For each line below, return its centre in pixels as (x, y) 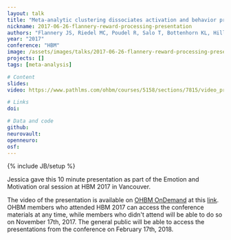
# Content (21, 77)
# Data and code (30, 121)
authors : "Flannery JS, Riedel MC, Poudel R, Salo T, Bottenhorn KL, (109, 33)
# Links (18, 102)
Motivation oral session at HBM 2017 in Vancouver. (79, 187)
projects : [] (26, 58)
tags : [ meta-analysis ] (40, 65)
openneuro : (23, 140)
